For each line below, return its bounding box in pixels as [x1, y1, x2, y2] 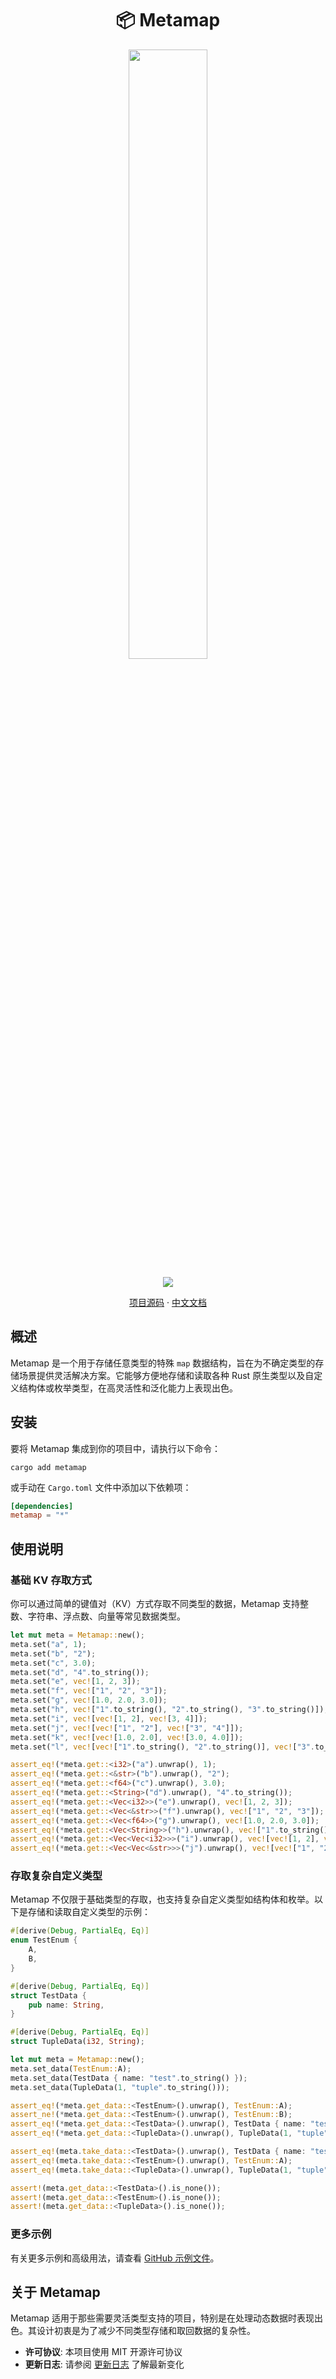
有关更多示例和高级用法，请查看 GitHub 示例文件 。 [10, 2252, 220, 2264]
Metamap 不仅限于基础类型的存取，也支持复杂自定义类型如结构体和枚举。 [10, 1893, 315, 1906]
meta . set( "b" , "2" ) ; [10, 1648, 97, 1659]
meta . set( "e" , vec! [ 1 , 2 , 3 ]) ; [10, 1677, 141, 1687]
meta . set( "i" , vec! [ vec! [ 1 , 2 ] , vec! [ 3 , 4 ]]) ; [10, 1713, 208, 1724]
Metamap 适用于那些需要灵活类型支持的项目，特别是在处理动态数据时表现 [10, 2312, 315, 2324]
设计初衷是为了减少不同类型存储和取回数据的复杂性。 [36, 2325, 256, 2337]
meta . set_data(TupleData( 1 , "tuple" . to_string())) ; [10, 2082, 230, 2092]
